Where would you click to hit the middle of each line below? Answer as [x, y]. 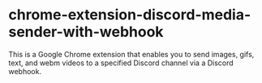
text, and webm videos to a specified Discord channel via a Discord [121, 63]
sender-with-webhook [86, 32]
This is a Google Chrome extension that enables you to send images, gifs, [131, 54]
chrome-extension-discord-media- [130, 15]
